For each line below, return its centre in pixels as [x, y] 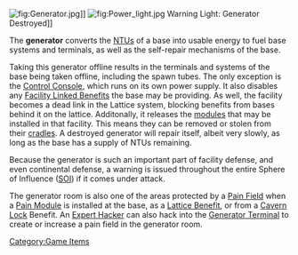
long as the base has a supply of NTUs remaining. [101, 143]
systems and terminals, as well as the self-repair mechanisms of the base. [145, 50]
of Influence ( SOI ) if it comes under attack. [88, 179]
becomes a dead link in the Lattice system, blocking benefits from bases [142, 105]
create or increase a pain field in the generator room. [106, 224]
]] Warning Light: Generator [169, 14]
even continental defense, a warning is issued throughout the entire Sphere [147, 169]
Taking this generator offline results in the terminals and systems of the [140, 67]
